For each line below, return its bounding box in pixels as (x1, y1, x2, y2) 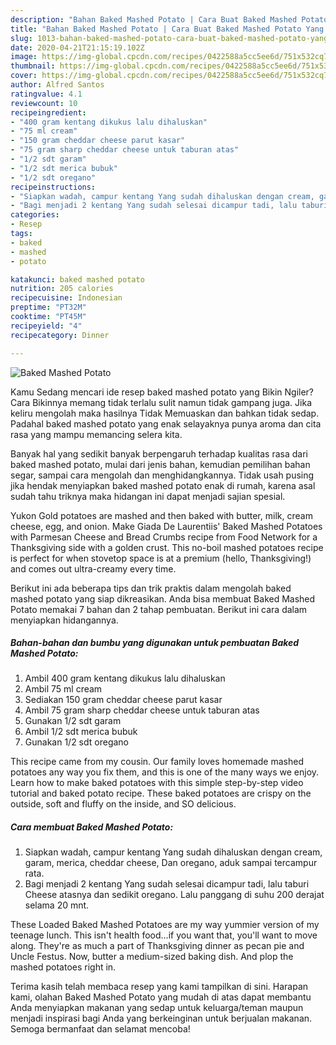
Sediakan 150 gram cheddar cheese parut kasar (24, 694, 223, 706)
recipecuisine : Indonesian (10, 293, 123, 303)
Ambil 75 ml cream (24, 683, 103, 695)
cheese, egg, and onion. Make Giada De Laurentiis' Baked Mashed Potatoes (10, 520, 323, 532)
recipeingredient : (10, 107, 87, 118)
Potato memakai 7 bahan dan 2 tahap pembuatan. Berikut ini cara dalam (10, 603, 308, 615)
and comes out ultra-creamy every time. (10, 562, 177, 575)
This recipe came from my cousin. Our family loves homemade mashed (10, 756, 304, 768)
